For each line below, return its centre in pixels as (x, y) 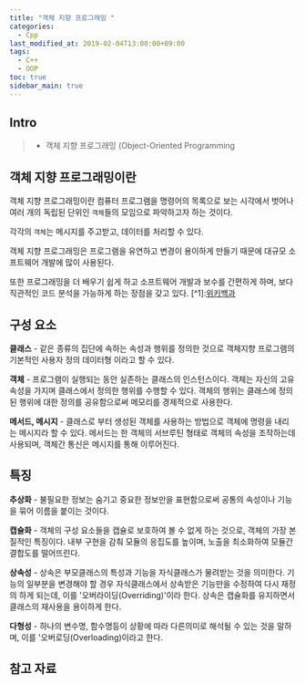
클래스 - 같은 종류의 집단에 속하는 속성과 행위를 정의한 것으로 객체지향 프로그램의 (152, 348)
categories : (32, 26)
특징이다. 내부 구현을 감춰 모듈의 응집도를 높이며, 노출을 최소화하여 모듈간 (163, 541)
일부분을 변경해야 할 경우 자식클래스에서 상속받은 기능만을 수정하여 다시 (152, 584)
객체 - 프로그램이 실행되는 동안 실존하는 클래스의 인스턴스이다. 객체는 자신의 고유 (152, 379)
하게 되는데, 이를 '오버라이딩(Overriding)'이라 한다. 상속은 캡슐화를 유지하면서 (157, 595)
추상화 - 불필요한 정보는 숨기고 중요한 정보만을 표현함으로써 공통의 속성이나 (142, 499)
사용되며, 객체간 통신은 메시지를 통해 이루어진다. (95, 444)
